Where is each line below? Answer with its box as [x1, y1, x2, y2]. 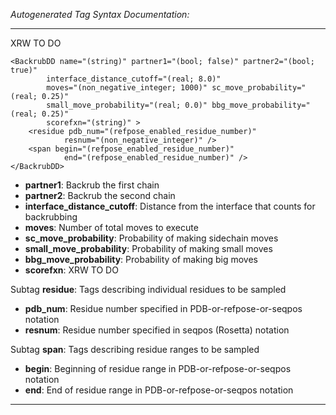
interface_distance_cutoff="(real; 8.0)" [46, 74, 222, 84]
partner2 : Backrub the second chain [24, 190, 176, 201]
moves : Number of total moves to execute [24, 222, 199, 233]
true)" [10, 65, 38, 75]
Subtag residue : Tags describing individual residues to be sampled [10, 284, 287, 295]
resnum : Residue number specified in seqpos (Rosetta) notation [24, 324, 290, 336]
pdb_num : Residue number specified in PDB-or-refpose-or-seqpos [24, 303, 303, 314]
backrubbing [24, 211, 78, 223]
